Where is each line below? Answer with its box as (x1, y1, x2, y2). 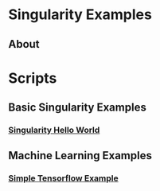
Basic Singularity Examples (8, 101, 147, 115)
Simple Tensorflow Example (8, 173, 119, 184)
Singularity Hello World (8, 125, 100, 136)
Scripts (8, 69, 57, 87)
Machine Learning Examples (8, 149, 153, 162)
